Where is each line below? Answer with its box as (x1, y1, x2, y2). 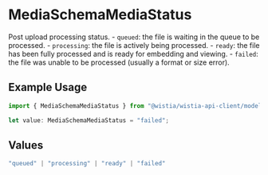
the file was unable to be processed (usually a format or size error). (8, 58, 230, 67)
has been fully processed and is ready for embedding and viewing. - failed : (8, 49, 259, 58)
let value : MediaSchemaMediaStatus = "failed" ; (8, 116, 170, 125)
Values (8, 138, 44, 152)
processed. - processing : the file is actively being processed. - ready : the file (8, 40, 260, 50)
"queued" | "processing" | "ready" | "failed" (8, 160, 166, 168)
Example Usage (8, 81, 88, 94)
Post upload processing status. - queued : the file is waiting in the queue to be (8, 32, 260, 42)
